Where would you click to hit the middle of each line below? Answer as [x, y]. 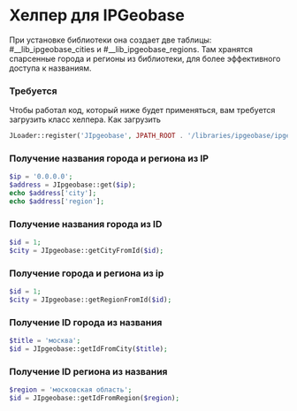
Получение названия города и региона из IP [109, 158]
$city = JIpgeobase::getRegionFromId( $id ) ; [91, 300]
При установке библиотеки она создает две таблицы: [110, 40]
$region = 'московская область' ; [71, 390]
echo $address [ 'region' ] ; [57, 202]
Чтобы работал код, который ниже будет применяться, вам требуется [142, 110]
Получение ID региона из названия [88, 371]
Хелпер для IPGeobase [97, 15]
